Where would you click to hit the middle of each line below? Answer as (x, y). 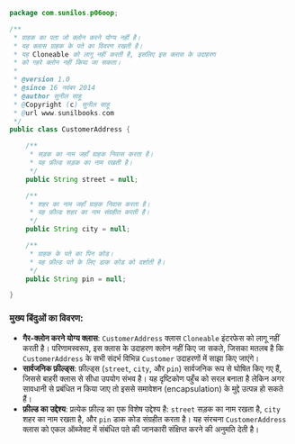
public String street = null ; (82, 179)
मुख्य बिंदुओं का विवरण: (46, 318)
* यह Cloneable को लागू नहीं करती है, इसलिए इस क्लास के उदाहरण (114, 54)
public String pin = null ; (76, 279)
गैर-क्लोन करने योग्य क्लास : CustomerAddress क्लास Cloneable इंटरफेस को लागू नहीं (151, 338)
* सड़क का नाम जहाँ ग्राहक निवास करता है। (91, 154)
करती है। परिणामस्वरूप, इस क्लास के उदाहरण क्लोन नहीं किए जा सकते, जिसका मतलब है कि (153, 348)
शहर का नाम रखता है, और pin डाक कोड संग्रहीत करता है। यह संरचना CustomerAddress (154, 419)
